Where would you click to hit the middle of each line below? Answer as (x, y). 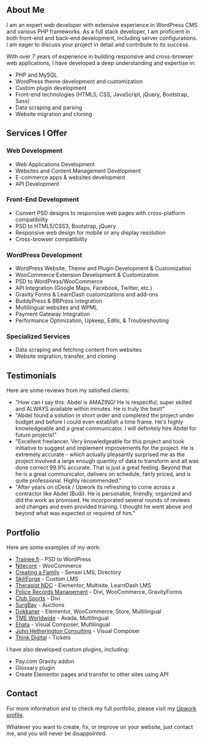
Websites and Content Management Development (78, 171)
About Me (25, 10)
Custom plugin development (51, 88)
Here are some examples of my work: (54, 547)
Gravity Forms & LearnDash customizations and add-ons (87, 295)
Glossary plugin (35, 668)
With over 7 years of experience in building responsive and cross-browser (100, 56)
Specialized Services (38, 336)
